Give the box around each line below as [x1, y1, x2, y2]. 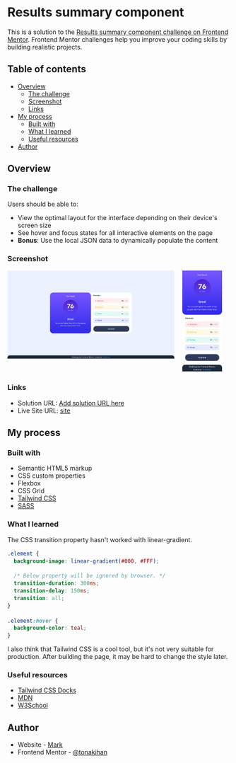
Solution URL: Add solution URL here [17, 398, 125, 407]
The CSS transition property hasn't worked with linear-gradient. [7, 535, 193, 544]
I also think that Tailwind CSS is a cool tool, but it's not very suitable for [7, 645, 214, 653]
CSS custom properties [17, 471, 86, 480]
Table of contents [7, 63, 86, 75]
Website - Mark [17, 740, 64, 749]
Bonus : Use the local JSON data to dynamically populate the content [17, 236, 218, 245]
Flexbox [17, 479, 41, 488]
